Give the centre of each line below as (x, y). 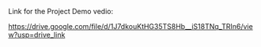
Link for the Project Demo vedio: (61, 11)
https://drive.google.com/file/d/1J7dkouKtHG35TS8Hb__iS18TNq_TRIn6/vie (130, 26)
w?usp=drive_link (37, 35)
